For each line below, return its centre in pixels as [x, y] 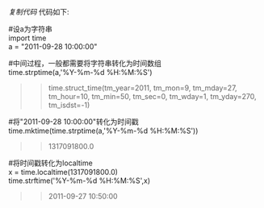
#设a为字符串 [30, 29]
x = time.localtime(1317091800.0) [63, 172]
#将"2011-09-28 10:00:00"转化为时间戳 [73, 122]
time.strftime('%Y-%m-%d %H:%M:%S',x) [80, 181]
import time [27, 38]
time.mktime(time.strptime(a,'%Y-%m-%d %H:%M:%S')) [103, 131]
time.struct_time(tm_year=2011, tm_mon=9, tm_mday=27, [142, 88]
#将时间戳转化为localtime [50, 163]
